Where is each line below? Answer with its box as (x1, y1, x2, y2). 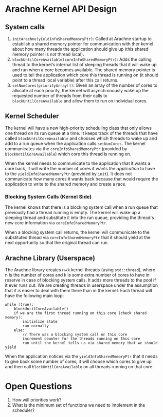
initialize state (22, 319, 57, 324)
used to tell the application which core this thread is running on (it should (12, 72, 159, 78)
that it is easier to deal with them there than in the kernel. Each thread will (5, 287, 152, 293)
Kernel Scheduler (5, 112, 59, 120)
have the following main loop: (5, 293, 64, 298)
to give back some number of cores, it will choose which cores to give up (5, 358, 152, 364)
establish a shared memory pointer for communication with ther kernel (12, 41, 154, 47)
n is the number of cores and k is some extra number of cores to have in (5, 272, 150, 278)
